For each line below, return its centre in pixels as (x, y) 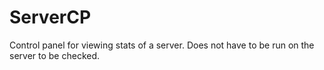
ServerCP (50, 17)
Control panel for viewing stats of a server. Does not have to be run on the (162, 45)
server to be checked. (55, 55)
